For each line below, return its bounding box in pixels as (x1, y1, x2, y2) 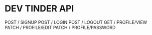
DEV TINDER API (4, 3, 74, 14)
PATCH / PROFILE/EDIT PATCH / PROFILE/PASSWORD (4, 24, 116, 30)
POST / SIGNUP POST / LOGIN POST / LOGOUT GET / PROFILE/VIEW (4, 19, 148, 25)
